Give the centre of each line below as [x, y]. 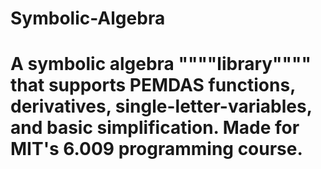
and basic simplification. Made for [155, 128]
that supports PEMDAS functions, [153, 85]
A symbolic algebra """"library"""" [161, 64]
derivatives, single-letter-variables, [161, 106]
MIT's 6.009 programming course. [156, 149]
